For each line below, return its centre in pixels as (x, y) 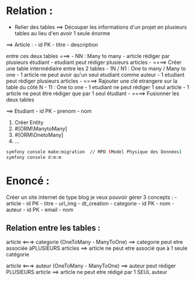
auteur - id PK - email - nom (40, 209)
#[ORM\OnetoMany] (39, 135)
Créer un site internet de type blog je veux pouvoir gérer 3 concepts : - (92, 197)
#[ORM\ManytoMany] (41, 128)
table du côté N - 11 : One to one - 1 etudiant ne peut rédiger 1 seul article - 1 (97, 87)
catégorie (18, 255)
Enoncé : (28, 181)
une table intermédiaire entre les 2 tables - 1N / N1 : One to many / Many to (96, 68)
